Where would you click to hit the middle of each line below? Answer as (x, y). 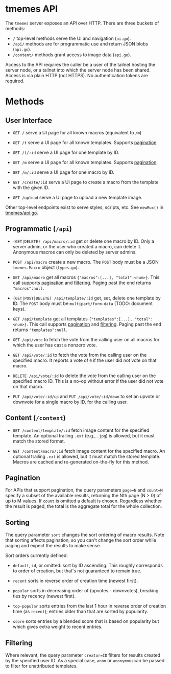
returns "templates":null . (40, 330)
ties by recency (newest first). (44, 596)
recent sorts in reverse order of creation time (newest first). (75, 581)
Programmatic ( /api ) (39, 229)
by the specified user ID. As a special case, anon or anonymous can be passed (85, 660)
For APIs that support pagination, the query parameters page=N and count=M (84, 490)
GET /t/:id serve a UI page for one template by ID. (66, 152)
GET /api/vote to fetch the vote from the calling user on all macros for (86, 339)
